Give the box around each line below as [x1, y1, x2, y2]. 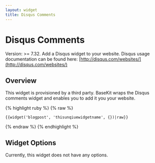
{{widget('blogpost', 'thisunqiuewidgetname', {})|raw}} [5, 115, 129, 120]
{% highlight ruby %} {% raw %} [5, 105, 74, 111]
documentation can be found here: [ [5, 56, 81, 62]
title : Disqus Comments [5, 12, 56, 17]
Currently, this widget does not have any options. [5, 152, 108, 158]
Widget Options [5, 138, 56, 147]
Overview [5, 76, 37, 85]
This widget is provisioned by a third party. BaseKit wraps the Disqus [5, 90, 150, 96]
